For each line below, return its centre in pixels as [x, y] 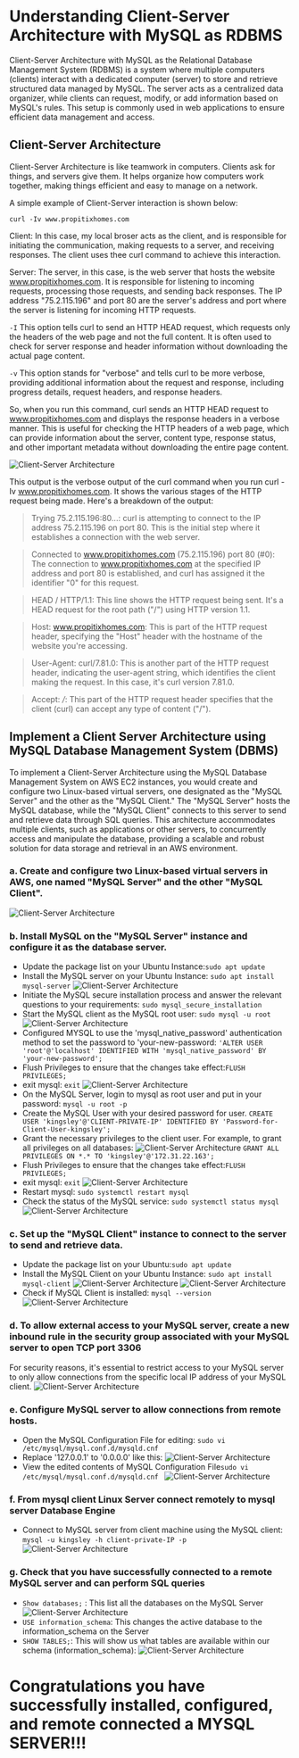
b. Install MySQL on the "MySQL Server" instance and [129, 936]
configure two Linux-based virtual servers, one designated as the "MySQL [146, 791]
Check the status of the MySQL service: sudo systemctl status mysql [150, 1201]
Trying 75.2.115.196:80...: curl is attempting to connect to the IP [146, 518]
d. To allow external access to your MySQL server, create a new [149, 1325]
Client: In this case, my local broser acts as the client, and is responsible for [148, 236]
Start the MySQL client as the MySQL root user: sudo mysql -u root [146, 1014]
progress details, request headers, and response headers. [116, 392]
